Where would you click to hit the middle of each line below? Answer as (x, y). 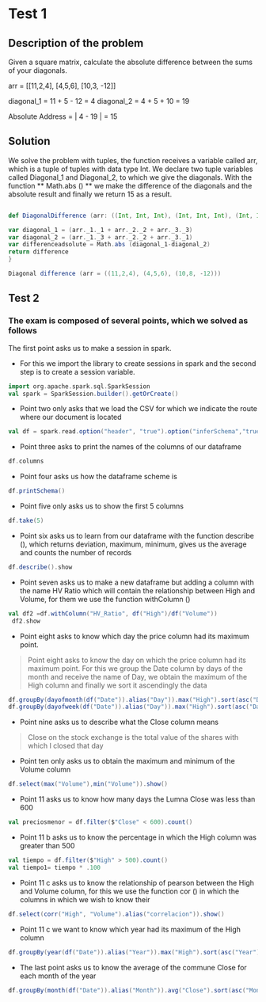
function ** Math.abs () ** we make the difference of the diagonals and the (130, 185)
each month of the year (58, 976)
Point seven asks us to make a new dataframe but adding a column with (137, 582)
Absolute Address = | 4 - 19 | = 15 (63, 116)
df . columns (26, 461)
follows (23, 331)
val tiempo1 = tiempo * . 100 (55, 867)
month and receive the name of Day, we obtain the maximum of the (137, 676)
